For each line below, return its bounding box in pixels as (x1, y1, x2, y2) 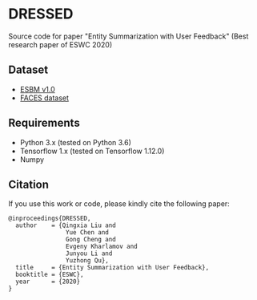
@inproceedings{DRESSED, (8, 214, 91, 223)
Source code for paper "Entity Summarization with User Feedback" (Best (8, 31, 249, 41)
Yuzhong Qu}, (65, 257, 110, 265)
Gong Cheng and (65, 236, 116, 244)
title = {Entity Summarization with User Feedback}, (15, 264, 210, 272)
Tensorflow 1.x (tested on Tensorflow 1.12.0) (19, 146, 165, 156)
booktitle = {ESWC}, (15, 270, 84, 279)
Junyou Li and (65, 249, 113, 257)
